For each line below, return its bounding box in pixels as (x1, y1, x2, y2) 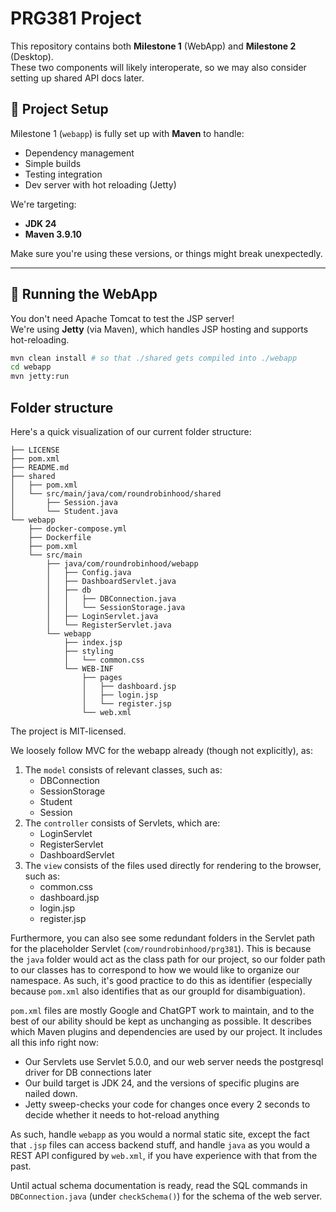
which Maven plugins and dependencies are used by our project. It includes (10, 1026, 323, 1037)
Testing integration (24, 168, 103, 180)
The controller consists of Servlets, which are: (24, 817, 221, 829)
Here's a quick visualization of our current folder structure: (10, 426, 252, 437)
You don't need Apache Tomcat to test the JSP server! (10, 312, 235, 324)
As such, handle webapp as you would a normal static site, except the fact (10, 1128, 310, 1140)
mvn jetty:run (10, 372, 70, 382)
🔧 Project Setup (10, 101, 109, 118)
